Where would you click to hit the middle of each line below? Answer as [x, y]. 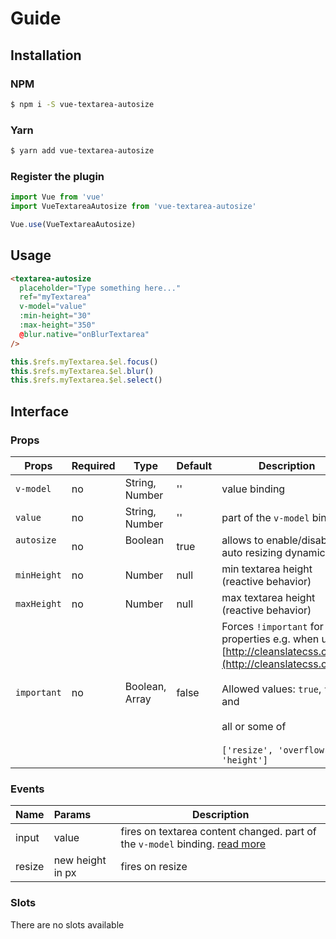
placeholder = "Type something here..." [100, 288]
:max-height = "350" [58, 325]
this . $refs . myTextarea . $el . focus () [84, 362]
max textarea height [268, 597]
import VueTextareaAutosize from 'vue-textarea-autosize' [133, 207]
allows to [242, 540]
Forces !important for [272, 626]
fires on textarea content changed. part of [218, 832]
